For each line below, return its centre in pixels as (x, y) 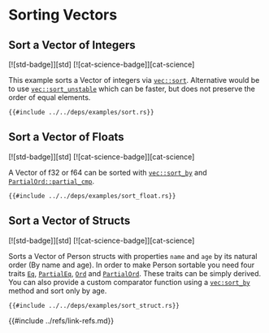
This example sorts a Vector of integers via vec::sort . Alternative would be (134, 80)
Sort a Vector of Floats (66, 137)
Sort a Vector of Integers (72, 45)
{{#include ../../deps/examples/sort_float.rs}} (92, 196)
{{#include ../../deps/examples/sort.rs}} (81, 112)
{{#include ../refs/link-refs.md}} (61, 320)
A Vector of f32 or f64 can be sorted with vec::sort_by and (108, 172)
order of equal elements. (50, 97)
